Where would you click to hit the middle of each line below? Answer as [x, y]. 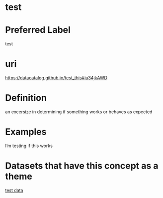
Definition [26, 98]
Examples [26, 132]
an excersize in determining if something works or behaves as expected [79, 112]
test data [14, 190]
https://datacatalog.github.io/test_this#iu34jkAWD [56, 78]
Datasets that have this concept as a [82, 166]
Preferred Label [38, 30]
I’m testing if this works [29, 146]
